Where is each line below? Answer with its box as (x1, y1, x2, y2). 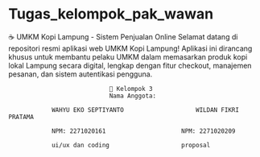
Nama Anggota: (109, 92, 157, 100)
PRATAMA (8, 113, 35, 121)
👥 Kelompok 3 (109, 85, 153, 93)
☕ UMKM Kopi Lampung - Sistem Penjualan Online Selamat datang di (8, 31, 238, 41)
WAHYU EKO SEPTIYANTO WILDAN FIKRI (51, 105, 240, 114)
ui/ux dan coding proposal (51, 141, 211, 149)
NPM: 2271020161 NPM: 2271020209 (51, 126, 236, 135)
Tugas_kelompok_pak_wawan (8, 5, 214, 23)
